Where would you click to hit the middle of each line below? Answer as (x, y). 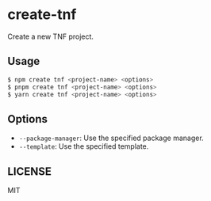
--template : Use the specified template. (84, 146)
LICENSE (30, 171)
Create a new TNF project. (51, 36)
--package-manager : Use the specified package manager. (111, 138)
